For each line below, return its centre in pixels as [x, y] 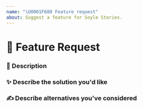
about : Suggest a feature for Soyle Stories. [64, 17]
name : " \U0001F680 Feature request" [52, 12]
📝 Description [27, 65]
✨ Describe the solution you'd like [57, 82]
